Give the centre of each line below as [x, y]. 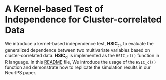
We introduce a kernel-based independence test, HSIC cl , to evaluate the [79, 44]
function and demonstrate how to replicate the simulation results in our [78, 67]
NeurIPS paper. [21, 72]
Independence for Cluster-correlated [83, 20]
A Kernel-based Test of [54, 9]
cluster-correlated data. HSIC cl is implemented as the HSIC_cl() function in [82, 56]
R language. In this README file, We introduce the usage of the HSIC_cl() [81, 62]
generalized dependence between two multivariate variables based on [78, 50]
